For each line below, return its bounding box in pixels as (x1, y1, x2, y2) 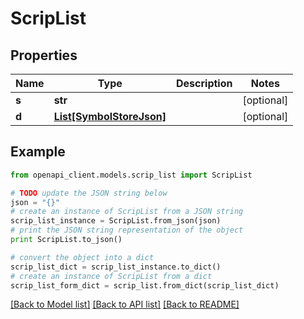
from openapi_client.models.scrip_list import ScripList (10, 170, 253, 180)
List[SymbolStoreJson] (53, 110, 167, 123)
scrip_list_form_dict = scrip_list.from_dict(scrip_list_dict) (10, 280, 280, 291)
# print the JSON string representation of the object (10, 225, 244, 236)
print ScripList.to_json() (10, 235, 123, 245)
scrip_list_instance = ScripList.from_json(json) (10, 216, 222, 226)
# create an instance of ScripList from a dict (10, 271, 213, 281)
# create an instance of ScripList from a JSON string (10, 207, 244, 217)
